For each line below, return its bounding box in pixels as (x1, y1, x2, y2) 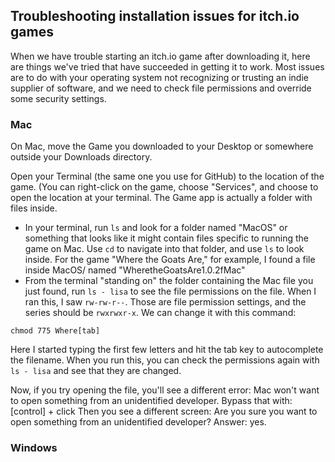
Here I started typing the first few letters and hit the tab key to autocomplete (10, 344, 324, 356)
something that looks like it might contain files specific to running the (24, 232, 309, 244)
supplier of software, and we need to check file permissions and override (10, 82, 312, 94)
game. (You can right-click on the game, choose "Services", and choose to (10, 181, 319, 193)
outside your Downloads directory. (10, 151, 153, 163)
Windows (10, 441, 58, 455)
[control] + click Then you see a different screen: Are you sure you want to (10, 405, 318, 418)
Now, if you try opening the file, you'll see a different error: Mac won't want (10, 384, 320, 396)
